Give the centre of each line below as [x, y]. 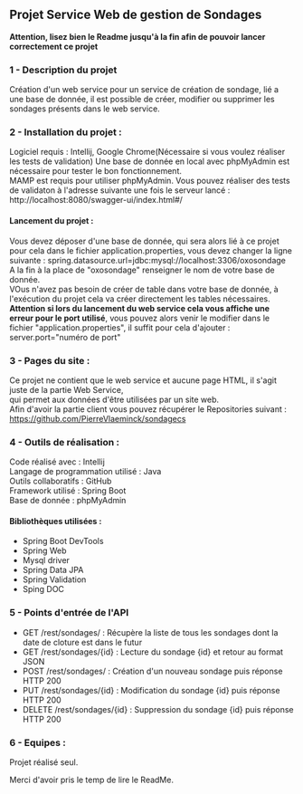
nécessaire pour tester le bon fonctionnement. [96, 171]
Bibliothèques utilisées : [56, 521]
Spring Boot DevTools [63, 541]
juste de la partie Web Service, [66, 389]
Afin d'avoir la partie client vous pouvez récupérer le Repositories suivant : [148, 409]
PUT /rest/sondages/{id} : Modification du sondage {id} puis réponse [151, 690]
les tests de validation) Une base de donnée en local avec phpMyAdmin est [150, 161]
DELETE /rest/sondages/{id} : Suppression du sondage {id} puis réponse [158, 709]
